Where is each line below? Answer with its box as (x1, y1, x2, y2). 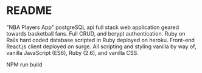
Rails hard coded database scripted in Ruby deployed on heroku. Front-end (6, 36, 195, 43)
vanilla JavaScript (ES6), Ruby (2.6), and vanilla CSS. (6, 49, 139, 56)
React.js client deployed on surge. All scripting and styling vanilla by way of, (6, 43, 197, 50)
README (6, 4, 52, 17)
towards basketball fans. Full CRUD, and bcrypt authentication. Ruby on (6, 30, 186, 37)
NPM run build (6, 61, 43, 68)
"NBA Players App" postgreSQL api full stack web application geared (6, 24, 179, 31)
